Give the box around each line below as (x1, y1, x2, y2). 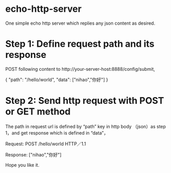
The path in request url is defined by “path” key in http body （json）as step (5, 123, 166, 129)
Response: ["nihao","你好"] (5, 151, 62, 158)
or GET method (5, 106, 71, 118)
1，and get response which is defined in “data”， (5, 129, 109, 136)
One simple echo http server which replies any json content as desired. (5, 20, 155, 26)
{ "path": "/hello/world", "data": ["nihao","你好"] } (5, 76, 109, 83)
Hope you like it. (5, 162, 39, 168)
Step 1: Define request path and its (5, 38, 155, 50)
